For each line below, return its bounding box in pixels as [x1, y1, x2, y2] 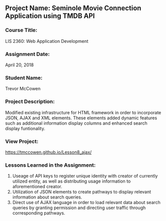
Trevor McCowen [5, 86, 41, 92]
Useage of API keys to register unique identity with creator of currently [12, 173, 158, 179]
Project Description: [5, 98, 55, 105]
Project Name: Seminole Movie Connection [5, 4, 142, 12]
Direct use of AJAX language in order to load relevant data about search [12, 200, 161, 206]
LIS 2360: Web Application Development [5, 38, 89, 44]
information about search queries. [12, 194, 82, 200]
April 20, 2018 [5, 62, 34, 68]
